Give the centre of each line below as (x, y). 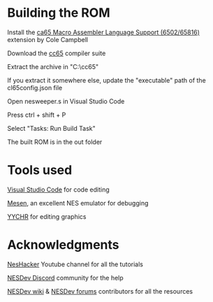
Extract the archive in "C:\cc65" (53, 66)
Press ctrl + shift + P (37, 115)
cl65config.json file (35, 87)
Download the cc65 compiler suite (57, 53)
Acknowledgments (64, 245)
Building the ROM (59, 13)
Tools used (40, 170)
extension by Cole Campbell (48, 39)
